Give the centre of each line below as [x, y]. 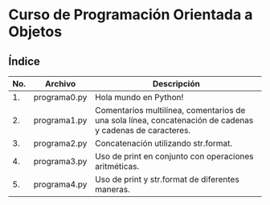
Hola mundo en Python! [139, 97]
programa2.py [60, 143]
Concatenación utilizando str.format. [164, 143]
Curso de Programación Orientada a [131, 15]
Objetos [35, 32]
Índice [24, 61]
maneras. [112, 189]
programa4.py [60, 184]
